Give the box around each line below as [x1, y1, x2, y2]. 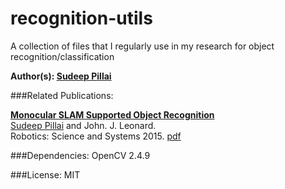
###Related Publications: [10, 89, 114, 101]
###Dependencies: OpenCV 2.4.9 [10, 149, 151, 161]
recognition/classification [10, 50, 115, 62]
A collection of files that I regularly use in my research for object [10, 40, 275, 52]
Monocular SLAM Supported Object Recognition [10, 108, 215, 121]
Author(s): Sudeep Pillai [10, 70, 112, 82]
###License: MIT [10, 168, 81, 181]
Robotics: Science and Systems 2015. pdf [10, 130, 182, 142]
